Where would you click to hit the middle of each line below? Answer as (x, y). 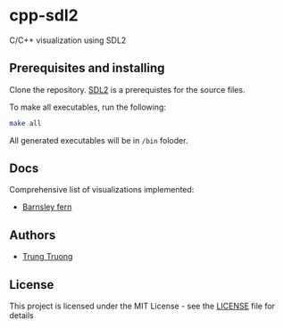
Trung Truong (47, 257)
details (21, 316)
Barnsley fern (47, 207)
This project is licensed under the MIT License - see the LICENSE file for (142, 306)
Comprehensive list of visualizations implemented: (102, 190)
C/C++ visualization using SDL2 (68, 40)
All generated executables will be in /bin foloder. (99, 140)
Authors (33, 235)
